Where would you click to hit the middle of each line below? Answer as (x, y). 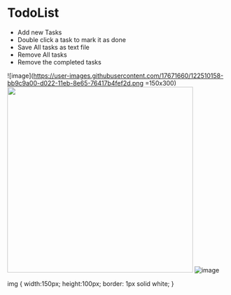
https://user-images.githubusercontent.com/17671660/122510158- (128, 76)
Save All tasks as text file (53, 47)
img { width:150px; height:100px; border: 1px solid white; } (91, 283)
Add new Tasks (40, 32)
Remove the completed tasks (59, 62)
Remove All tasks (42, 55)
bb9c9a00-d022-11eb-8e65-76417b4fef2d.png (75, 83)
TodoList (33, 13)
